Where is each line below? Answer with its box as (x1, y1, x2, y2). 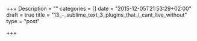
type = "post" (6, 18, 40, 24)
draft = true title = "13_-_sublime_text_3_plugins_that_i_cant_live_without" (6, 11, 187, 18)
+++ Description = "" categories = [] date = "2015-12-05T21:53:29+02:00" (6, 5, 192, 12)
